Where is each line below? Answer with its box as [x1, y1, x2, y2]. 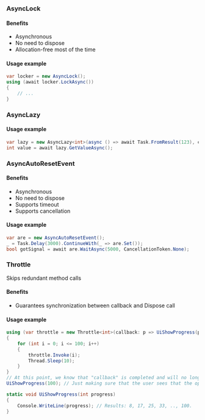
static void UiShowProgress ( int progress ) [6, 391, 116, 397]
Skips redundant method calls [6, 274, 81, 282]
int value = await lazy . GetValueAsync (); [6, 144, 113, 151]
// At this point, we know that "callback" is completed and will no [6, 375, 187, 381]
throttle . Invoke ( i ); [28, 352, 81, 358]
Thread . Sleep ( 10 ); [28, 358, 75, 364]
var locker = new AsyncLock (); [6, 73, 86, 80]
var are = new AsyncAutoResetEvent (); [6, 235, 105, 241]
